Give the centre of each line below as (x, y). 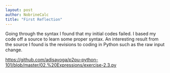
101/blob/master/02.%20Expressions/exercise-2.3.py (61, 65)
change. (14, 50)
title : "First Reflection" (34, 19)
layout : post (19, 10)
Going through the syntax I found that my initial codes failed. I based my (81, 34)
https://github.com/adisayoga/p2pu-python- (52, 60)
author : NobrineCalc (27, 15)
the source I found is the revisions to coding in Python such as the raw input (85, 45)
